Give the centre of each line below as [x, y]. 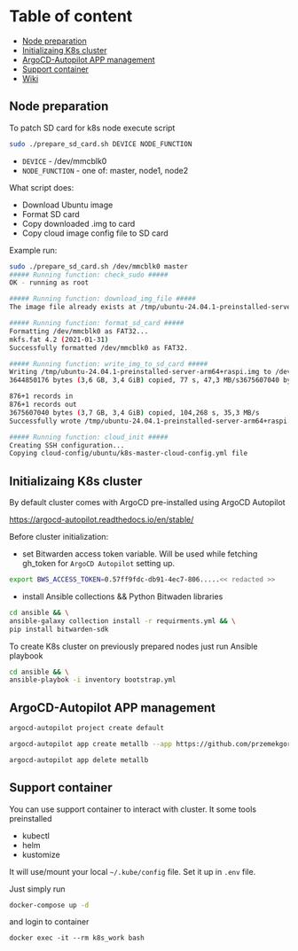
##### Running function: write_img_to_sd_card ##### [109, 364]
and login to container [49, 922]
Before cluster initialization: [59, 537]
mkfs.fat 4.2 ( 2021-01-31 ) [59, 339]
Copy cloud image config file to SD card [95, 233]
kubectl [36, 836]
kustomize [41, 854]
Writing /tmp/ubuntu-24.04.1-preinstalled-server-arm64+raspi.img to [141, 372]
